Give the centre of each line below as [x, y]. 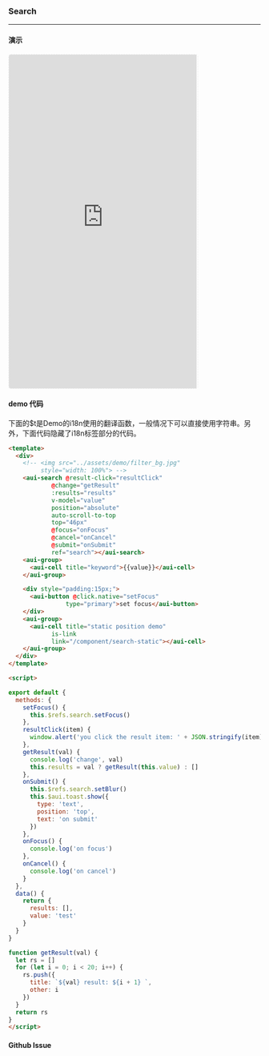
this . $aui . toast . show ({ [69, 797]
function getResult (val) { [53, 953]
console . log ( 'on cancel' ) [72, 871]
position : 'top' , [66, 811]
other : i [44, 990]
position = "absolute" [85, 508]
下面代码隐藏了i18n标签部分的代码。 [82, 433]
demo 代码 [26, 404]
